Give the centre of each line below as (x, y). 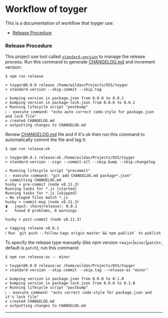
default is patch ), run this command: (42, 248)
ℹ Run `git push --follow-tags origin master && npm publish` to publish (83, 233)
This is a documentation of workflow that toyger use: (59, 23)
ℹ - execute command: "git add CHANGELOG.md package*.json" (68, 176)
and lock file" (21, 116)
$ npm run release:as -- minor (38, 257)
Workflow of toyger (46, 9)
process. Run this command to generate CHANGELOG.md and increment (80, 62)
